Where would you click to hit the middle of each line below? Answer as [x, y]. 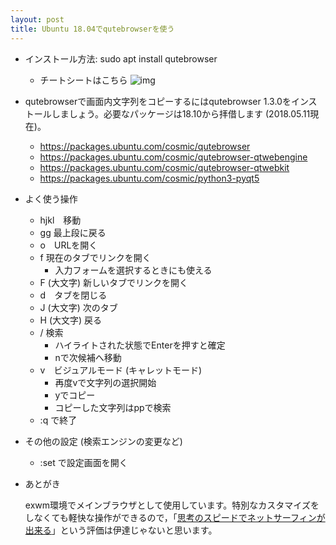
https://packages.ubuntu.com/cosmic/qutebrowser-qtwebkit [164, 167]
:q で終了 [58, 420]
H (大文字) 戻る [71, 320]
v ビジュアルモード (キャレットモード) [121, 370]
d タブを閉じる [73, 295]
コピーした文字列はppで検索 [113, 407]
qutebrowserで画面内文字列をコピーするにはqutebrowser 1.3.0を [158, 101]
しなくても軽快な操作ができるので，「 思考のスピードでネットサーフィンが [175, 517]
